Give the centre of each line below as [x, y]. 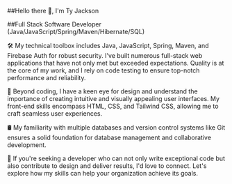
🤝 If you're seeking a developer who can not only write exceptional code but [116, 158]
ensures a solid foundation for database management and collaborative [109, 137]
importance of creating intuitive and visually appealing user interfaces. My [114, 99]
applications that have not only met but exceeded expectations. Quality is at [116, 63]
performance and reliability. [47, 78]
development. [27, 145]
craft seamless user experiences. [55, 114]
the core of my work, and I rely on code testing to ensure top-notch [103, 70]
